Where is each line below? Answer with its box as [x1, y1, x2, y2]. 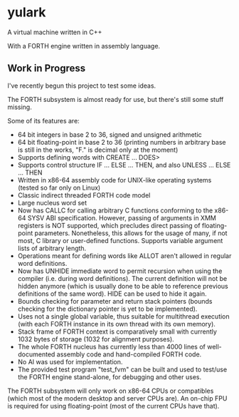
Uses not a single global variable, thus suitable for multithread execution [17, 312, 230, 321]
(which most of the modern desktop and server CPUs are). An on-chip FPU [7, 393, 228, 403]
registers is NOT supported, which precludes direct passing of [17, 221, 201, 230]
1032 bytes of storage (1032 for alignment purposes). [17, 334, 174, 343]
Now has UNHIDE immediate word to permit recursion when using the [17, 267, 223, 275]
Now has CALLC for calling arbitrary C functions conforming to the [17, 206, 213, 215]
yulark [7, 4, 46, 21]
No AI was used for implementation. [17, 357, 123, 366]
